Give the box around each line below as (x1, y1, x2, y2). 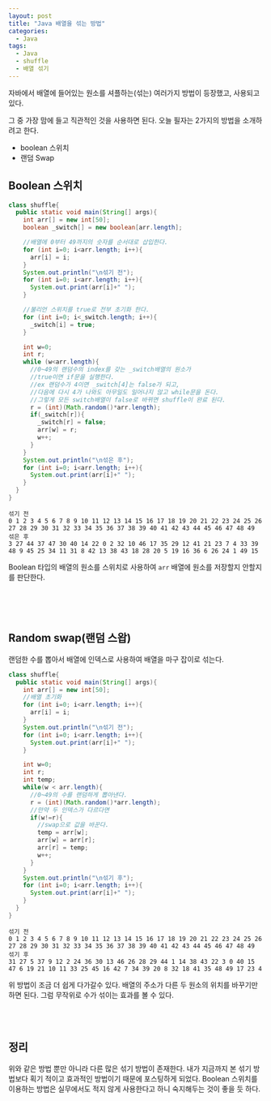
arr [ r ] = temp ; (37, 844, 89, 852)
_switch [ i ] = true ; (29, 320, 95, 329)
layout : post (8, 11, 53, 20)
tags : (8, 42, 27, 50)
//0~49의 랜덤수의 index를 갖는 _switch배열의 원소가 (29, 366, 192, 374)
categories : (8, 27, 49, 35)
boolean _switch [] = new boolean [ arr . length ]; (23, 224, 183, 232)
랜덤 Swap (19, 153, 55, 162)
